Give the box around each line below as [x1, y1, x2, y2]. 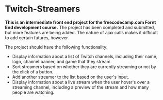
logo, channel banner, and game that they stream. [12, 58, 112, 64]
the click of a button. [12, 69, 54, 74]
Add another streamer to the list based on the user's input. [12, 74, 130, 80]
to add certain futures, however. [5, 35, 69, 41]
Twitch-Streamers [5, 3, 81, 14]
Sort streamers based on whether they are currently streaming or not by [12, 64, 156, 70]
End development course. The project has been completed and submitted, [5, 24, 155, 30]
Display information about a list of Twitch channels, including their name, [12, 53, 158, 59]
